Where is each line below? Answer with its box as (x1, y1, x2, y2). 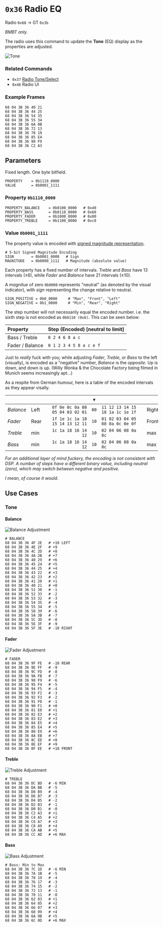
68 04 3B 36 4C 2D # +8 (5, 549, 57, 554)
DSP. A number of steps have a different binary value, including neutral (5, 460, 148, 466)
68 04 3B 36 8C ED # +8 (5, 737, 57, 742)
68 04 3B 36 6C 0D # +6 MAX (5, 918, 66, 923)
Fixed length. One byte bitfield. (5, 169, 66, 175)
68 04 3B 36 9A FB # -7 (5, 673, 57, 678)
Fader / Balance (7, 342, 44, 349)
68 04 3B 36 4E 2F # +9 (5, 545, 57, 550)
